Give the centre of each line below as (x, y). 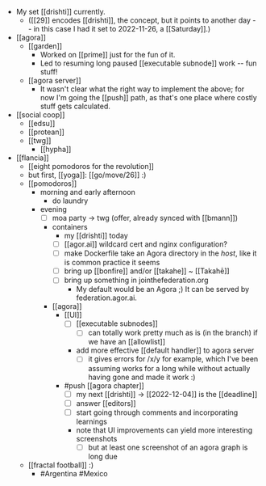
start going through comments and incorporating (157, 412)
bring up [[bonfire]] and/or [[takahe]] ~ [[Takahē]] (147, 271)
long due (103, 456)
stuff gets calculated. (75, 106)
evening (53, 209)
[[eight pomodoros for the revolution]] (91, 166)
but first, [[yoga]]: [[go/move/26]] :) (87, 175)
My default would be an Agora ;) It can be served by (163, 289)
